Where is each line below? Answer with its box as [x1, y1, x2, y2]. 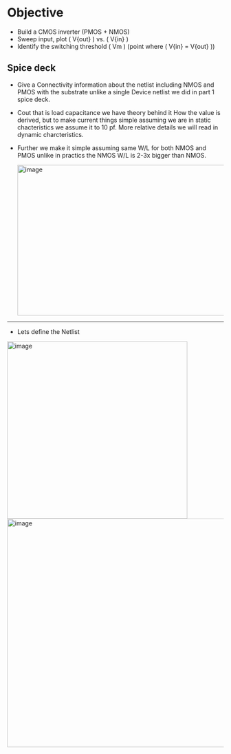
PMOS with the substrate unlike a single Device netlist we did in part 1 [16, 87, 214, 96]
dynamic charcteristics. [16, 130, 84, 138]
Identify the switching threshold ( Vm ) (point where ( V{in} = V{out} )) [16, 42, 215, 50]
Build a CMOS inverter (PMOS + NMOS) [16, 28, 130, 36]
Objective [7, 5, 64, 21]
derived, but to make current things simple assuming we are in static [16, 116, 211, 124]
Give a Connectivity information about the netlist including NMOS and [16, 81, 214, 89]
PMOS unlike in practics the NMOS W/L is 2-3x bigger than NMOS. [16, 151, 206, 159]
